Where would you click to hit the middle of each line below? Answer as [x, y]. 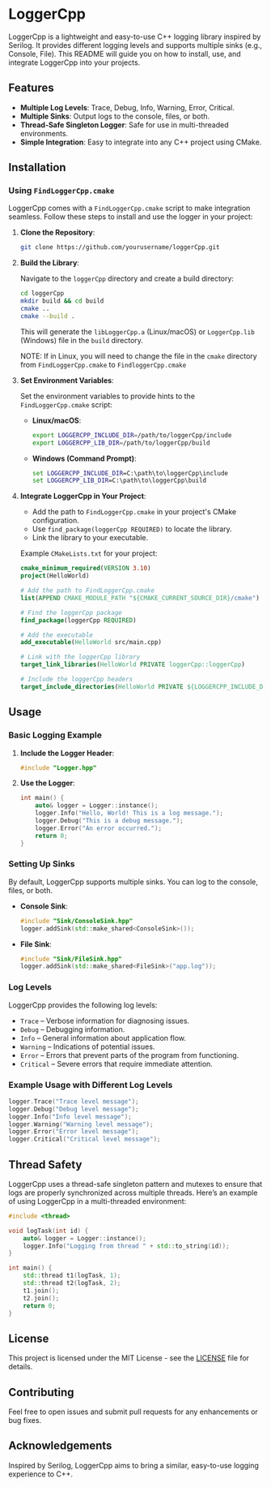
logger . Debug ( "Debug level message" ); [74, 1109]
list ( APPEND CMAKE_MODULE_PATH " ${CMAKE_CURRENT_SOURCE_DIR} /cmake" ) [140, 598]
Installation [37, 168]
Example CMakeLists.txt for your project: [89, 553]
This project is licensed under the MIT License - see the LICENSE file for [129, 1358]
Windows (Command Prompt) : [84, 458]
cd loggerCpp [42, 294]
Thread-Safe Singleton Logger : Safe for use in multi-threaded [124, 125]
